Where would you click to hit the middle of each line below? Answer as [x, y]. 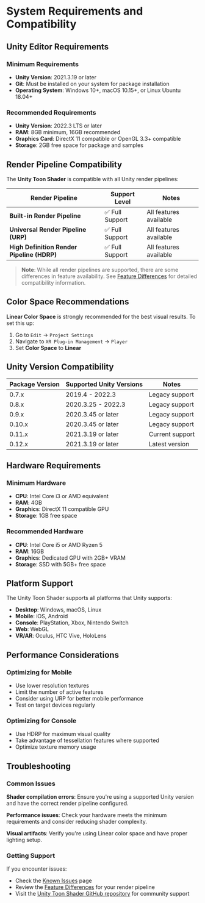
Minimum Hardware [36, 483]
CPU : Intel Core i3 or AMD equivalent [62, 496]
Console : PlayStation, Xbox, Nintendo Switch [72, 623]
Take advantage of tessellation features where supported [87, 741]
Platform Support [40, 583]
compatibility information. [53, 282]
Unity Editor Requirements [58, 47]
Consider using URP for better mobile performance [79, 699]
